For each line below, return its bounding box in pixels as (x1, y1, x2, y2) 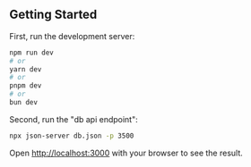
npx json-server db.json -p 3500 (9, 131, 134, 140)
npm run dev (9, 48, 54, 57)
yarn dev (9, 64, 42, 74)
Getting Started (9, 7, 98, 22)
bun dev (9, 98, 39, 107)
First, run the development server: (9, 30, 135, 41)
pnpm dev (9, 81, 42, 90)
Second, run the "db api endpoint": (9, 113, 138, 124)
